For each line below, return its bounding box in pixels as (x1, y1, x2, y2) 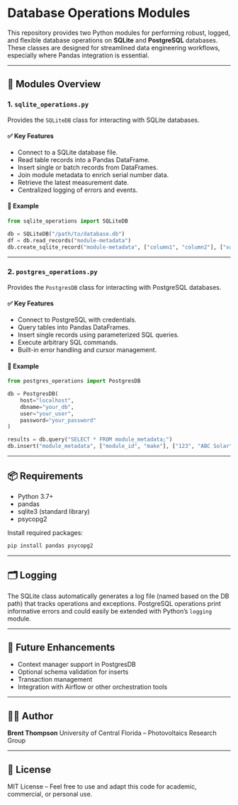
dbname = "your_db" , (20, 403, 74, 410)
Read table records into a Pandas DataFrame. (17, 155, 150, 164)
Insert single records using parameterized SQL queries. (17, 331, 179, 339)
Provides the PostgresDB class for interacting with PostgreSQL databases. (7, 283, 222, 291)
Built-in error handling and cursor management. (17, 346, 157, 354)
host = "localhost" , (20, 397, 74, 404)
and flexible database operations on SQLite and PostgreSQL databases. (7, 35, 218, 44)
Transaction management (17, 675, 93, 684)
